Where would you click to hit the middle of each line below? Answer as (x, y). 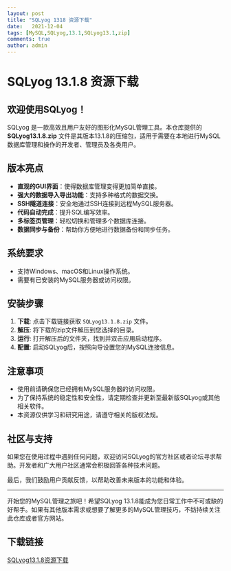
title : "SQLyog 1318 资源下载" (50, 20)
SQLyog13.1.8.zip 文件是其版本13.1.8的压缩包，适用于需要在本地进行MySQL (114, 136)
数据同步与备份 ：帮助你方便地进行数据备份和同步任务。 (95, 229)
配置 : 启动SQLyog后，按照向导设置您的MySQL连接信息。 (98, 347)
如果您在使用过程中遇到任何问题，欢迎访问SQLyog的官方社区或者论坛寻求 (112, 457)
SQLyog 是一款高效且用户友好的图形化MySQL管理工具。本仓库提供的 (105, 127)
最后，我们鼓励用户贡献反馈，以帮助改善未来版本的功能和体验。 (97, 480)
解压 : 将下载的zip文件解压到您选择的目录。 (77, 330)
